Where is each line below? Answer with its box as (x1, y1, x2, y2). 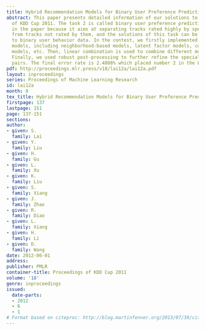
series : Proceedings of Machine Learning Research (6, 77, 138, 83)
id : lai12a (6, 83, 34, 89)
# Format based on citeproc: (6, 315, 81, 321)
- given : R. (6, 207, 37, 213)
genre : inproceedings (6, 281, 62, 287)
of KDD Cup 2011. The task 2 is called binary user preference (12, 20, 176, 26)
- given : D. (6, 241, 37, 247)
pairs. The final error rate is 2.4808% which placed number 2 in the (12, 60, 195, 66)
